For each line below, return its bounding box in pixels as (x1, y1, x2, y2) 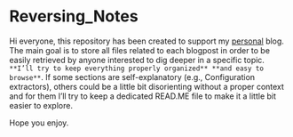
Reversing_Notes (9, 6, 139, 27)
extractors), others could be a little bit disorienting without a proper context (9, 81, 284, 92)
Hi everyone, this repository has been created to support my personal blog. (9, 36, 284, 46)
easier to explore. (9, 100, 74, 110)
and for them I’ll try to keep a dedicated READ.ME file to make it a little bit (9, 91, 277, 101)
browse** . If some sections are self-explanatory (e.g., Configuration (9, 71, 256, 82)
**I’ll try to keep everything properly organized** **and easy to (9, 64, 265, 73)
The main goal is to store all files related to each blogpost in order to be (9, 44, 271, 55)
